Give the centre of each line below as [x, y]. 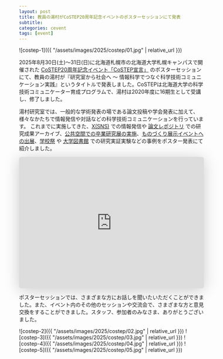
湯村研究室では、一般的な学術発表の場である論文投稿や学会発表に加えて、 [109, 112]
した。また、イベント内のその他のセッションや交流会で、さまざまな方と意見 [112, 305]
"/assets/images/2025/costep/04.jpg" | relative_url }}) [118, 344]
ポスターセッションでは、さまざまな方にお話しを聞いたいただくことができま [112, 297]
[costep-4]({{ [35, 344]
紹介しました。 [37, 148]
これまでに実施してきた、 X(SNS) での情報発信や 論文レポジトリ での [113, 127]
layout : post [35, 11]
